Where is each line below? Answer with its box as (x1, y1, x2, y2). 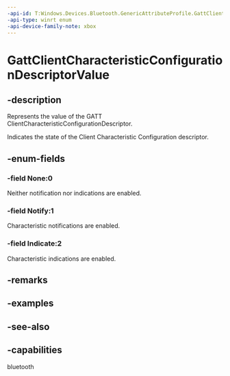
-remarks (7, 274, 48, 286)
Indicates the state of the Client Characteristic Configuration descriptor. (7, 133, 209, 141)
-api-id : (7, 10, 32, 17)
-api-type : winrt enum (7, 16, 72, 23)
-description (7, 94, 62, 106)
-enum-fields (7, 152, 65, 165)
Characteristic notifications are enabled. (7, 222, 120, 230)
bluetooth (7, 362, 34, 371)
